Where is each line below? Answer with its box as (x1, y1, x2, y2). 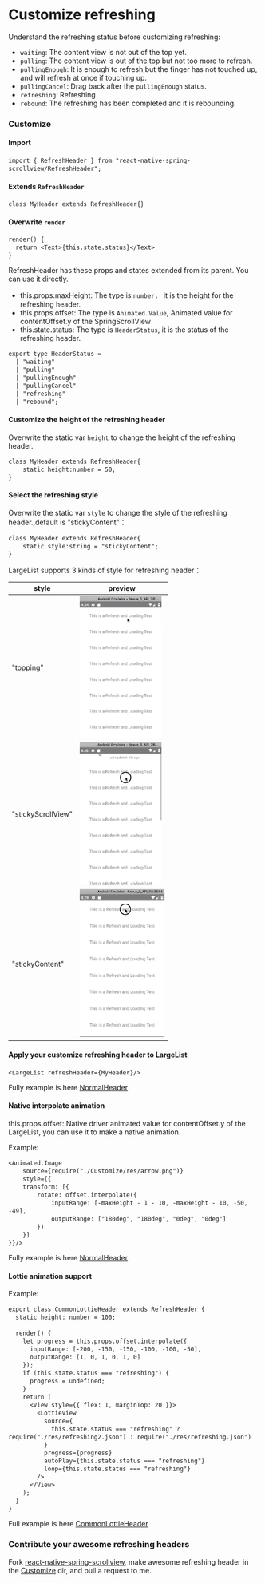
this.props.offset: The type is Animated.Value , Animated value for (19, 308, 233, 318)
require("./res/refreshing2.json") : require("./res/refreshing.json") (8, 1433, 251, 1442)
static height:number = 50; (22, 465, 116, 473)
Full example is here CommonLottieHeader (8, 1519, 149, 1529)
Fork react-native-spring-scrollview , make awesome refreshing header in (8, 1557, 249, 1566)
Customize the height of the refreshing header (8, 415, 166, 425)
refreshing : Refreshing (19, 89, 96, 99)
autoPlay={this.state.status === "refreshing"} (43, 1457, 205, 1466)
